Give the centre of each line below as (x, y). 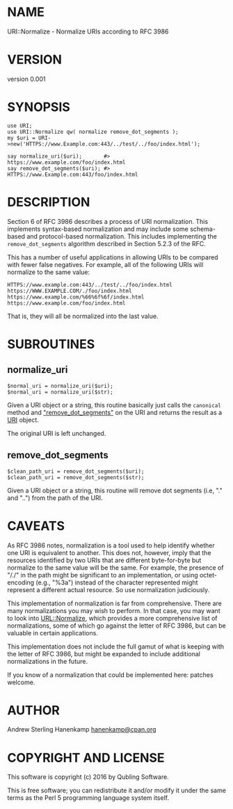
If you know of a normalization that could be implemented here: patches (110, 674)
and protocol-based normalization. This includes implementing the (122, 236)
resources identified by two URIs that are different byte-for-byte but (104, 560)
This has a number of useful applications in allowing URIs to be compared (113, 257)
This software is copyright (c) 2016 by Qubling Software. (88, 777)
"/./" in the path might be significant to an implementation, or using (103, 575)
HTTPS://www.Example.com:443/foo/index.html (73, 174)
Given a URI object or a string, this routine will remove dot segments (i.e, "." (115, 490)
